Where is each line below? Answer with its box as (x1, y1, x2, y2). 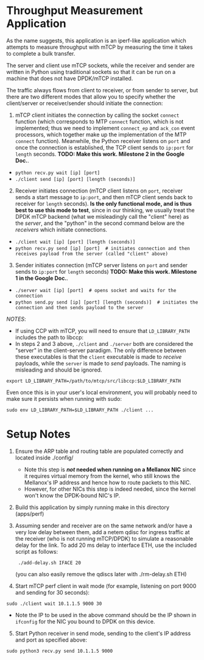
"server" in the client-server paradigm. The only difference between (15, 346, 186, 354)
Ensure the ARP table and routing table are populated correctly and (15, 447, 184, 455)
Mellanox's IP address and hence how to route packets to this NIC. (24, 479, 192, 486)
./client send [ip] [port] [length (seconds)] (15, 176, 136, 182)
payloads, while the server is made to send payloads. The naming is (15, 359, 186, 367)
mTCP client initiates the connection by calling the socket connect (15, 111, 180, 119)
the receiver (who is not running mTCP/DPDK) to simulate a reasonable (15, 535, 194, 542)
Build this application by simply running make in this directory (15, 504, 169, 511)
